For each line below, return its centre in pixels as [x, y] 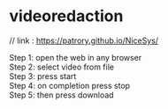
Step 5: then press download [61, 95]
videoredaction [66, 16]
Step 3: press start [43, 76]
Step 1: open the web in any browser [76, 57]
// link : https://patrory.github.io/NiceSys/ [84, 40]
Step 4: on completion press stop [70, 85]
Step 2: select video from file [62, 67]
